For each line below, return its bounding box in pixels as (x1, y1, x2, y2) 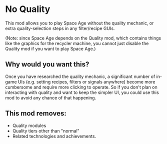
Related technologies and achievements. (12, 133, 96, 139)
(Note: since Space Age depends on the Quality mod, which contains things (5, 35, 161, 41)
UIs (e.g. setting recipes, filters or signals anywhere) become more (17, 78, 155, 84)
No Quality (5, 3, 50, 15)
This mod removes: (5, 109, 66, 118)
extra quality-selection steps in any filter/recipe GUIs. (5, 25, 115, 31)
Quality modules (12, 122, 46, 128)
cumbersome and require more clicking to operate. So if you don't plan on (5, 84, 157, 90)
